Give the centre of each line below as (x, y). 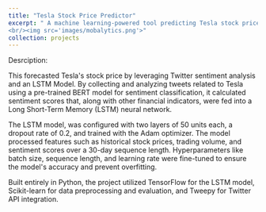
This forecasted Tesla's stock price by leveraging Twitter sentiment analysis (132, 75)
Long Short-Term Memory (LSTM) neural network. (90, 110)
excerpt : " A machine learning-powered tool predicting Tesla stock (123, 23)
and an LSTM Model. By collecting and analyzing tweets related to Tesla (126, 84)
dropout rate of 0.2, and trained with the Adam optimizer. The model (120, 133)
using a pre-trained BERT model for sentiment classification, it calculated (127, 93)
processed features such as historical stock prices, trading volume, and (125, 142)
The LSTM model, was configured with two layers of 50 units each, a (121, 125)
